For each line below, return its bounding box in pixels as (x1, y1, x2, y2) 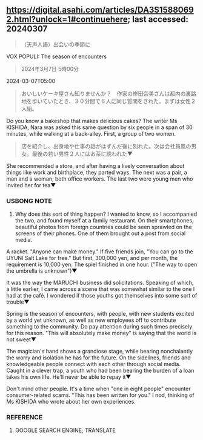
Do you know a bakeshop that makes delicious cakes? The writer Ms (6, 117, 178, 124)
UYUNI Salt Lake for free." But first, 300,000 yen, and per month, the (6, 255, 178, 262)
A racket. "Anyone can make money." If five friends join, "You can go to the (6, 248, 193, 255)
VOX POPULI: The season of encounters (6, 53, 107, 60)
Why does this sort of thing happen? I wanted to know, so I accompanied (15, 210, 198, 218)
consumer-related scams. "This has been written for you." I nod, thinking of (6, 392, 195, 399)
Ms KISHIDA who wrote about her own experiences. (6, 398, 136, 405)
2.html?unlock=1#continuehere (6, 15, 128, 25)
